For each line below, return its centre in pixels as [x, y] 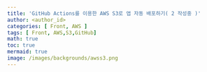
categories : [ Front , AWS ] [47, 26]
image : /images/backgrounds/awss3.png [63, 58]
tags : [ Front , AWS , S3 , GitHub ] [52, 33]
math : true [23, 39]
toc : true [21, 45]
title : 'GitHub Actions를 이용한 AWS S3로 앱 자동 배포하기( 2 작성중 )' [104, 13]
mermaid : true [28, 52]
